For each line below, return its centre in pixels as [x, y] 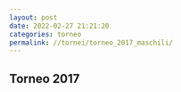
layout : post [33, 17]
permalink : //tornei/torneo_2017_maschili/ [91, 42]
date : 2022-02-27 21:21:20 [59, 26]
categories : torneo [45, 34]
